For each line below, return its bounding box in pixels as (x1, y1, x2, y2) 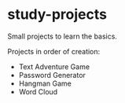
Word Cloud (18, 86, 58, 96)
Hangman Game (18, 79, 72, 88)
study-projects (7, 6, 108, 24)
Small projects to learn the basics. (7, 31, 117, 41)
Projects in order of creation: (7, 46, 101, 56)
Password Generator (18, 70, 86, 79)
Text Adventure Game (18, 61, 90, 72)
